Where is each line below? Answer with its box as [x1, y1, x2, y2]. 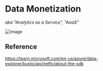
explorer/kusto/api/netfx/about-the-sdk [5, 60, 84, 66]
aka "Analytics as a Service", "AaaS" [5, 19, 79, 25]
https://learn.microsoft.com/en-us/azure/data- [5, 56, 98, 61]
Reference [5, 43, 37, 51]
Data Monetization [5, 3, 81, 14]
